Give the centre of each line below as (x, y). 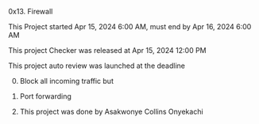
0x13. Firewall (31, 11)
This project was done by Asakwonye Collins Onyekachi (112, 111)
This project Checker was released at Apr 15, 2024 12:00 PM (107, 50)
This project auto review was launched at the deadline (97, 66)
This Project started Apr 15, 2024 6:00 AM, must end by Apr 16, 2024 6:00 (130, 26)
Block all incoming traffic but (66, 81)
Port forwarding (45, 96)
